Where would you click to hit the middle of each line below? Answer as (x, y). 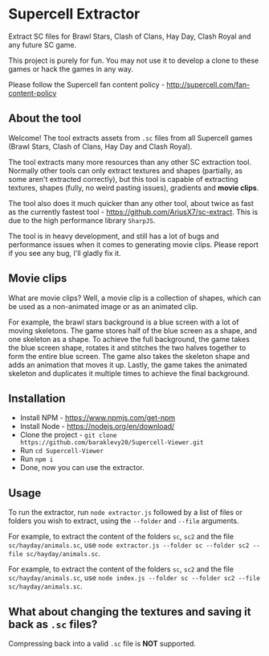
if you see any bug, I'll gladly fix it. (65, 253)
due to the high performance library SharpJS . (82, 220)
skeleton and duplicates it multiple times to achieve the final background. (129, 373)
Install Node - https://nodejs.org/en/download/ (97, 427)
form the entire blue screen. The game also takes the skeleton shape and (129, 356)
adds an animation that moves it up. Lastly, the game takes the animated (128, 365)
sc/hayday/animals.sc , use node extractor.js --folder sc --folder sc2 (129, 545)
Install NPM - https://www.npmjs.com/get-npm (98, 418)
